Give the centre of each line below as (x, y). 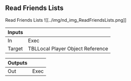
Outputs (17, 63)
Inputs (15, 32)
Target (15, 48)
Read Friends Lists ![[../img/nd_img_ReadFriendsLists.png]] (66, 20)
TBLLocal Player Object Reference (68, 48)
